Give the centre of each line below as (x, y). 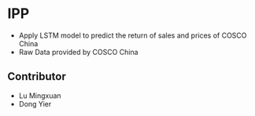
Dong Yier (35, 103)
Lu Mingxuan (40, 96)
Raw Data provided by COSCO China (78, 52)
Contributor (37, 76)
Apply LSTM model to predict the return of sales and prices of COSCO (133, 35)
